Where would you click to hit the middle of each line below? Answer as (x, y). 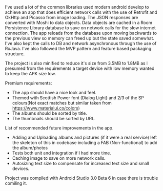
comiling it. (16, 183)
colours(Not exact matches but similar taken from (62, 103)
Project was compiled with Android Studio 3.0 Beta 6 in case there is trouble (81, 178)
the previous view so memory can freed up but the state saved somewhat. (80, 38)
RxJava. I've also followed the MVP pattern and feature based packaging (78, 49)
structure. (15, 54)
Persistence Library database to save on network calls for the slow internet (81, 28)
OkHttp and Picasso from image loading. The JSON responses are (71, 17)
